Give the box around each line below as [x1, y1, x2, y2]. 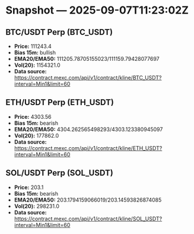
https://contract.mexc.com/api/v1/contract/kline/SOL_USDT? [14, 215, 163, 222]
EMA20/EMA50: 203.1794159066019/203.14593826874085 [14, 196, 162, 203]
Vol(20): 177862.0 [14, 132, 59, 139]
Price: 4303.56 [14, 113, 52, 120]
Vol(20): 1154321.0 [14, 61, 61, 69]
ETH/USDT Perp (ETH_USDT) [5, 97, 114, 108]
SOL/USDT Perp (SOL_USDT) [5, 168, 113, 178]
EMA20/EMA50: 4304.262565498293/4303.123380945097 [14, 125, 163, 133]
